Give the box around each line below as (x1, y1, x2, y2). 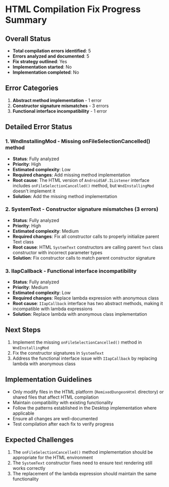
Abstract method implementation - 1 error (12, 97, 102, 103)
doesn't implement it (12, 188, 55, 194)
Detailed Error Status (5, 123, 72, 131)
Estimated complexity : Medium (12, 228, 79, 234)
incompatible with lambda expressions (12, 306, 93, 312)
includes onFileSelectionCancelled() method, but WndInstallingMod (12, 182, 154, 188)
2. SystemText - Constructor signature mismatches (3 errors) (5, 206, 159, 213)
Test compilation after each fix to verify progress (12, 421, 115, 427)
